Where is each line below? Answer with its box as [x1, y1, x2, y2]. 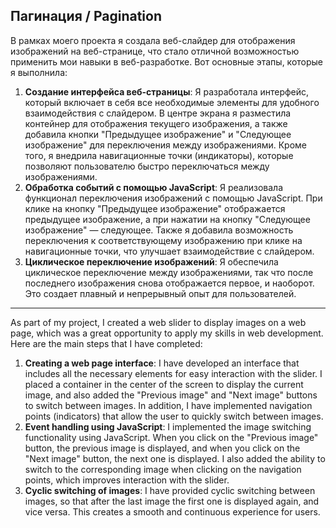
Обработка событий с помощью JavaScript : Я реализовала [24, 181, 283, 193]
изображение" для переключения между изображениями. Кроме [24, 139, 307, 151]
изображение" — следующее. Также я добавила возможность [24, 224, 294, 236]
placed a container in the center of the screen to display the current [24, 378, 304, 390]
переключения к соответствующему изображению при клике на [24, 234, 303, 246]
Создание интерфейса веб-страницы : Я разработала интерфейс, [24, 85, 310, 98]
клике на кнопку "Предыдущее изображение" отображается [24, 202, 286, 214]
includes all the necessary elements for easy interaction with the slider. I [24, 367, 323, 379]
